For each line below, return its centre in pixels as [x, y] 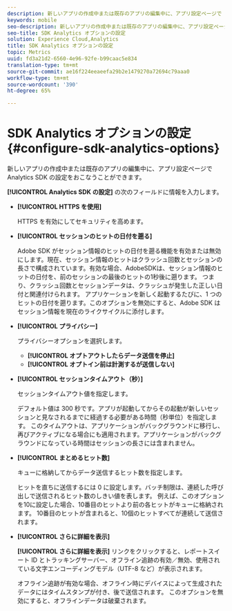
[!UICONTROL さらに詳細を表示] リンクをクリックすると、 [100, 551]
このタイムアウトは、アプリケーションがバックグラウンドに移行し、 [127, 426]
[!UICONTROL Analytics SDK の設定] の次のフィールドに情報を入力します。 [115, 192]
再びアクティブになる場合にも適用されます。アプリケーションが [107, 434]
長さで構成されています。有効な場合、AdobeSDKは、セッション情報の [117, 268]
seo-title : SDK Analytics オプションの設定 [67, 33]
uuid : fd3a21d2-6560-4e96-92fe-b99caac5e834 [72, 59]
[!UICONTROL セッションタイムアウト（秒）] [80, 379]
